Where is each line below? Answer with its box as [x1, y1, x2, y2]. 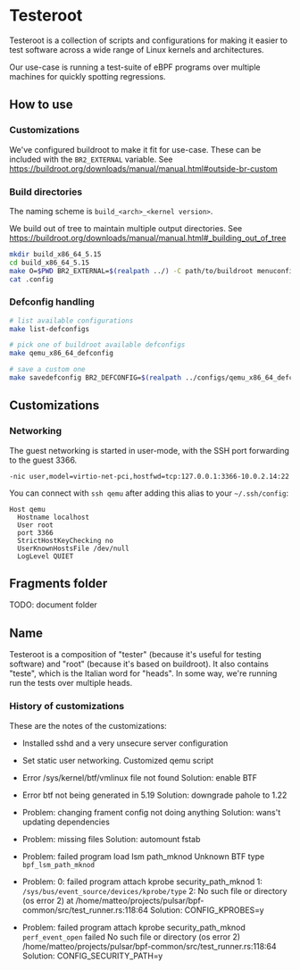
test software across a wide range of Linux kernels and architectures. [9, 44, 265, 54]
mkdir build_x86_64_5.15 [9, 249, 102, 259]
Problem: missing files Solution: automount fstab [21, 833, 201, 844]
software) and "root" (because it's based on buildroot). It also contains [9, 658, 270, 670]
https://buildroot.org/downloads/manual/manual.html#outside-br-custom [9, 163, 279, 174]
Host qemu [9, 505, 46, 514]
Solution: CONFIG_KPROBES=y [150, 904, 265, 916]
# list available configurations [9, 316, 134, 325]
